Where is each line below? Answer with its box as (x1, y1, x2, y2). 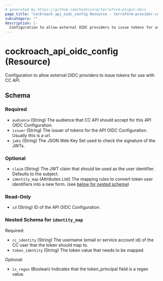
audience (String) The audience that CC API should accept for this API (12, 117, 152, 123)
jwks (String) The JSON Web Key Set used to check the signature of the (12, 138, 156, 143)
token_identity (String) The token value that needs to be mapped (12, 247, 144, 253)
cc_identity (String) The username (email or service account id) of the (12, 237, 154, 243)
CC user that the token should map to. (12, 242, 88, 248)
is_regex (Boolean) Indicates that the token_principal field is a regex (12, 266, 148, 272)
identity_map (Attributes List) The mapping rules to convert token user (12, 176, 153, 182)
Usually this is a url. (12, 132, 51, 138)
